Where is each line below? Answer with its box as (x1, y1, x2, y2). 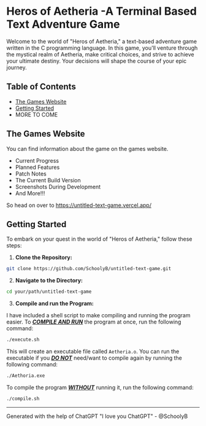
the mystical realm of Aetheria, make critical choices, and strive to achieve (6, 50, 194, 58)
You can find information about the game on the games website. (6, 145, 169, 152)
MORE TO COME (15, 110, 58, 118)
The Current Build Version (15, 176, 81, 184)
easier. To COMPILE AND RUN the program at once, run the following (6, 318, 181, 326)
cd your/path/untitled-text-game (6, 289, 92, 295)
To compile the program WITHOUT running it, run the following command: (6, 384, 194, 391)
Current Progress (15, 157, 59, 164)
